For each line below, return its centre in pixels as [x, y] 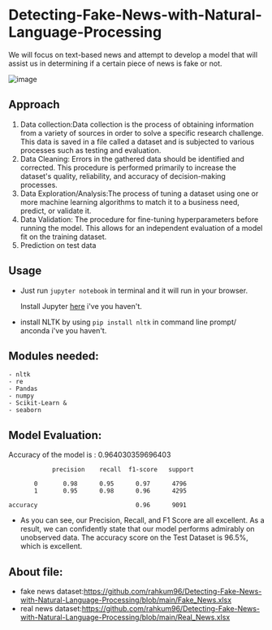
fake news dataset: [52, 591]
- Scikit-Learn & [38, 403]
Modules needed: [54, 356]
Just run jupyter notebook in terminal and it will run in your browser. [134, 290]
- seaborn [25, 411]
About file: [36, 572]
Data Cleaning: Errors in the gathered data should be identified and [132, 159]
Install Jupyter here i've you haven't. [81, 306]
